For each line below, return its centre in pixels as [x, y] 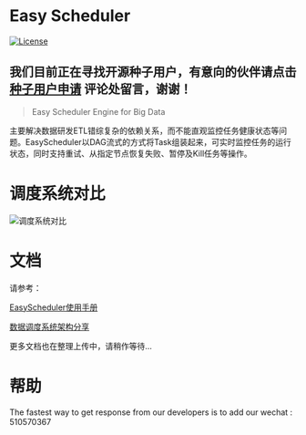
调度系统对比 [58, 193]
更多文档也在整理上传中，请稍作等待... [81, 346]
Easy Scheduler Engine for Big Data [98, 111]
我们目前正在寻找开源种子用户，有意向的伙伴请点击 [153, 72]
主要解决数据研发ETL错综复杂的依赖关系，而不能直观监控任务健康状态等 [144, 130]
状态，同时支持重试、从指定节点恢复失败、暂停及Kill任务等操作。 [131, 153]
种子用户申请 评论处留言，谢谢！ [101, 89]
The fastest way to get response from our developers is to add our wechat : [151, 412]
